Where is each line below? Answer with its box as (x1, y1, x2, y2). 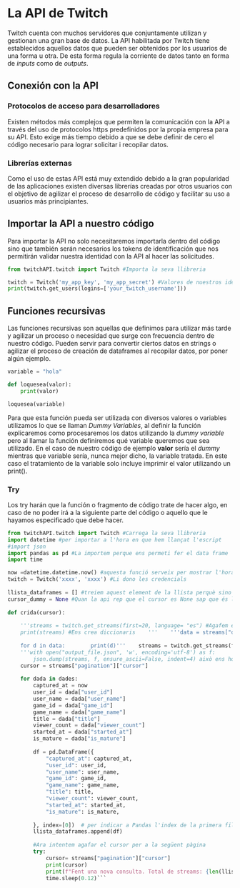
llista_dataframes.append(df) (33, 828, 123, 835)
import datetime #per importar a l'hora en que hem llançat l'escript (7, 536, 222, 544)
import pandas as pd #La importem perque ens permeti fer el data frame (7, 549, 229, 557)
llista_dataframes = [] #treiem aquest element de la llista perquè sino (7, 589, 232, 596)
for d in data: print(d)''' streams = (20, 642, 168, 649)
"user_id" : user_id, (45, 762, 107, 769)
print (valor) (20, 387, 59, 394)
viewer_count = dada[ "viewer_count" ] (33, 722, 145, 729)
